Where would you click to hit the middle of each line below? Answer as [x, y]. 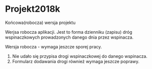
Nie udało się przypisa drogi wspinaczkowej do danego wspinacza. [80, 56]
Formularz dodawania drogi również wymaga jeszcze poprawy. [76, 61]
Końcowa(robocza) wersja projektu [40, 23]
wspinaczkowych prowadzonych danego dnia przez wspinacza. [69, 37]
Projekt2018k [33, 9]
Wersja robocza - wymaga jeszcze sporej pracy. [54, 46]
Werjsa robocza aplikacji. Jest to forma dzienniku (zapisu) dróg [69, 32]
